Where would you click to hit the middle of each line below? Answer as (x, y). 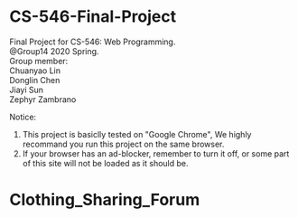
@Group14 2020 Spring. (54, 51)
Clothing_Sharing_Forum (105, 200)
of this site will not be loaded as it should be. (105, 163)
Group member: (39, 61)
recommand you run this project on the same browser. (123, 144)
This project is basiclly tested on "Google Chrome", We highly (137, 134)
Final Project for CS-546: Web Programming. (93, 42)
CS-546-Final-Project (93, 17)
